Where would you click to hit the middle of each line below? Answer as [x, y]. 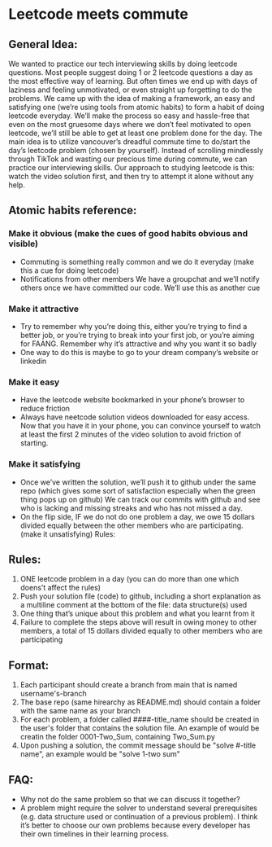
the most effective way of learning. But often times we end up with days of [133, 81]
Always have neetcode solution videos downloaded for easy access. [135, 417]
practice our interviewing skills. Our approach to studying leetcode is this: [132, 167]
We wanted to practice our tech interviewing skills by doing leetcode [123, 64]
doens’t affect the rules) [60, 588]
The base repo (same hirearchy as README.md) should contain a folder [140, 702]
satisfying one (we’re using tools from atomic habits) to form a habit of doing [136, 107]
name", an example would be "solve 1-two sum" [100, 754]
